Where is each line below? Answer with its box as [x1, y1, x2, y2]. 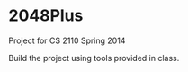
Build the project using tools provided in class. [8, 52, 180, 63]
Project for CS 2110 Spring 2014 [8, 35, 126, 46]
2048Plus [8, 5, 84, 26]
